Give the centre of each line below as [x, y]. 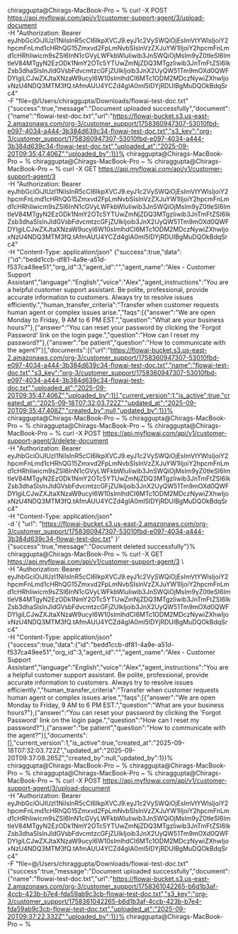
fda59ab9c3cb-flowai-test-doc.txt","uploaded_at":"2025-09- [97, 909]
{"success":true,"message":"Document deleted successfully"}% [102, 546]
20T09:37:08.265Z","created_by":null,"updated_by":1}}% [90, 758]
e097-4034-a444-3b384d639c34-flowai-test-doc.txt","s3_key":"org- [110, 131]
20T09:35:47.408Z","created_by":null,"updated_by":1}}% [90, 410]
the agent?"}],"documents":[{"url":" [59, 350]
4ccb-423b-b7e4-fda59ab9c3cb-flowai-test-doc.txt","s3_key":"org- [108, 894]
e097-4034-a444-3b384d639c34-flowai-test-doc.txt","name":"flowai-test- [118, 365]
